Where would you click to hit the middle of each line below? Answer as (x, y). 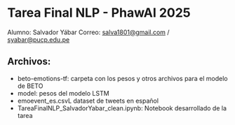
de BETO (30, 86)
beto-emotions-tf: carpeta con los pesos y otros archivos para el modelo (122, 78)
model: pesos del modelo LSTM (63, 93)
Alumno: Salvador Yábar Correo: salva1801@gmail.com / (88, 32)
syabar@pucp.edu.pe (39, 39)
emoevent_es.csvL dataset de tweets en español (88, 101)
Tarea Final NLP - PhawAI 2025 (99, 13)
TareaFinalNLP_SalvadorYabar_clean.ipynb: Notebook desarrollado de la (122, 108)
